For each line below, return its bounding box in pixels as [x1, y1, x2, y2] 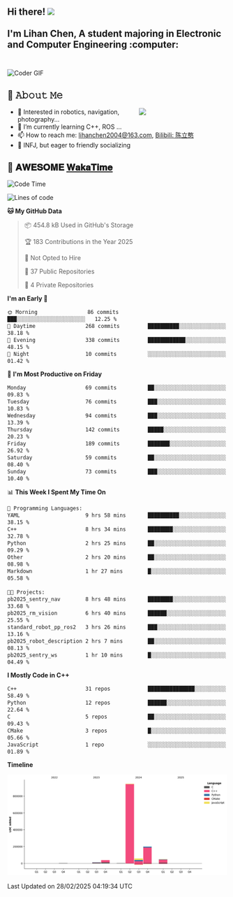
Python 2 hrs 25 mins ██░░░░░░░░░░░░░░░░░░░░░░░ [7, 540, 227, 547]
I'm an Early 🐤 [7, 294, 48, 303]
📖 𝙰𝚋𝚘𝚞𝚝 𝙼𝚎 [7, 89, 63, 101]
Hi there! [7, 6, 46, 18]
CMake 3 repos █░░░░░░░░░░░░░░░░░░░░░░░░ [7, 727, 227, 735]
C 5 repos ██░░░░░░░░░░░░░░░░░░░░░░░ [7, 713, 227, 721]
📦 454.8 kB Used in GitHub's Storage [24, 221, 134, 229]
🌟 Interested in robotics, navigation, [17, 108, 120, 116]
